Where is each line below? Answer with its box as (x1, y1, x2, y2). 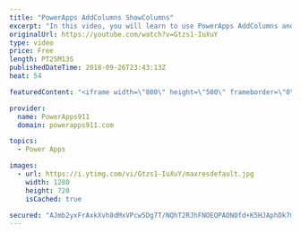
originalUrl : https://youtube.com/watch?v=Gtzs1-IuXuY (9, 30, 219, 39)
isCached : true (25, 194, 82, 203)
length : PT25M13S (9, 55, 74, 64)
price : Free (9, 47, 54, 56)
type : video (9, 38, 54, 47)
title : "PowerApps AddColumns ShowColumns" (9, 13, 175, 22)
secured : (9, 211, 42, 220)
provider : (9, 104, 47, 113)
